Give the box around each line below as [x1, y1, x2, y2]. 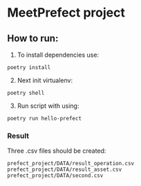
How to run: [7, 32, 59, 44]
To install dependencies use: [17, 50, 99, 59]
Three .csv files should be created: [7, 147, 106, 155]
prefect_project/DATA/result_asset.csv [7, 166, 122, 174]
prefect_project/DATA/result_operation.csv [7, 160, 135, 167]
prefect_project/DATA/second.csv [7, 172, 104, 179]
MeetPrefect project [7, 5, 126, 21]
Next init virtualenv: [17, 76, 73, 84]
